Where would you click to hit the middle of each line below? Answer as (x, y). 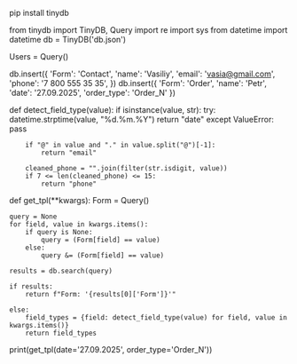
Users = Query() (39, 56)
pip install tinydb (39, 13)
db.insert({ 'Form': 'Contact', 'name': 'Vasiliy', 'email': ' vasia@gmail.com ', (142, 74)
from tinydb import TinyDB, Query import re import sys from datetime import (148, 30)
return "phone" (69, 184)
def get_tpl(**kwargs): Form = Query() (79, 200)
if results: (31, 287)
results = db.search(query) (61, 271)
